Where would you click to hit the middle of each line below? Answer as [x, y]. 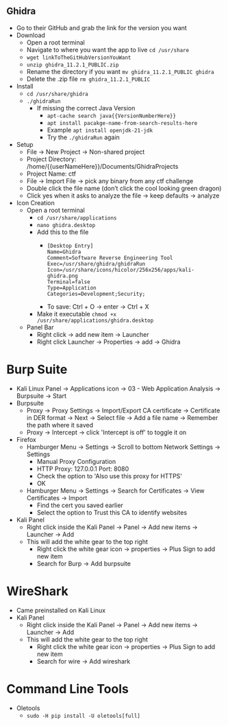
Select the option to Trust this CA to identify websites [112, 512]
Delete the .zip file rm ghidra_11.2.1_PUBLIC [88, 79]
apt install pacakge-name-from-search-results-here [122, 123]
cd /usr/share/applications [77, 218]
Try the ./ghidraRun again [84, 137]
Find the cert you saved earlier [80, 505]
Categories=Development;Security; [96, 294]
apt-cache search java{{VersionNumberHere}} [111, 116]
